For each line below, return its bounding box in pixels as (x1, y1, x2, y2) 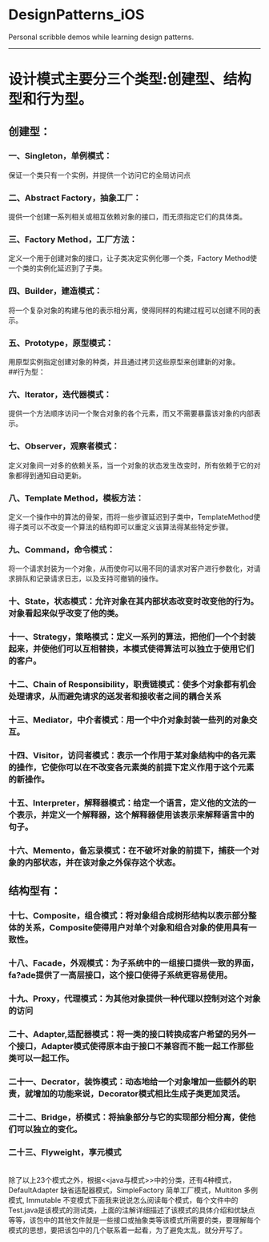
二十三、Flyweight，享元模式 (8, 1147, 122, 1158)
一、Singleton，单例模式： (8, 151, 112, 162)
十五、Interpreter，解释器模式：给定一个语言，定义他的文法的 (8, 797, 248, 808)
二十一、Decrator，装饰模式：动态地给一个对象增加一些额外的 (8, 1075, 248, 1087)
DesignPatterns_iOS (8, 6, 145, 24)
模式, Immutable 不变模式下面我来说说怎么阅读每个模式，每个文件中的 (8, 1195, 239, 1204)
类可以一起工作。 (8, 1052, 74, 1063)
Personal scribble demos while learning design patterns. (8, 32, 195, 42)
